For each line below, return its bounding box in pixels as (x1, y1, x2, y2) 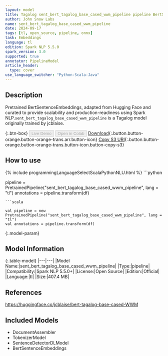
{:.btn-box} (5, 130, 28, 136)
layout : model (5, 7, 35, 12)
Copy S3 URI (98, 136, 125, 142)
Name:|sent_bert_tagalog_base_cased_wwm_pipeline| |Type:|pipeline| (5, 263, 150, 269)
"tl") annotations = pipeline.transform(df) (5, 189, 89, 195)
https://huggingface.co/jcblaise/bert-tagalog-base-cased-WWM (5, 301, 138, 307)
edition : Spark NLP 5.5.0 (5, 44, 59, 49)
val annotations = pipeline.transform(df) (5, 221, 95, 226)
